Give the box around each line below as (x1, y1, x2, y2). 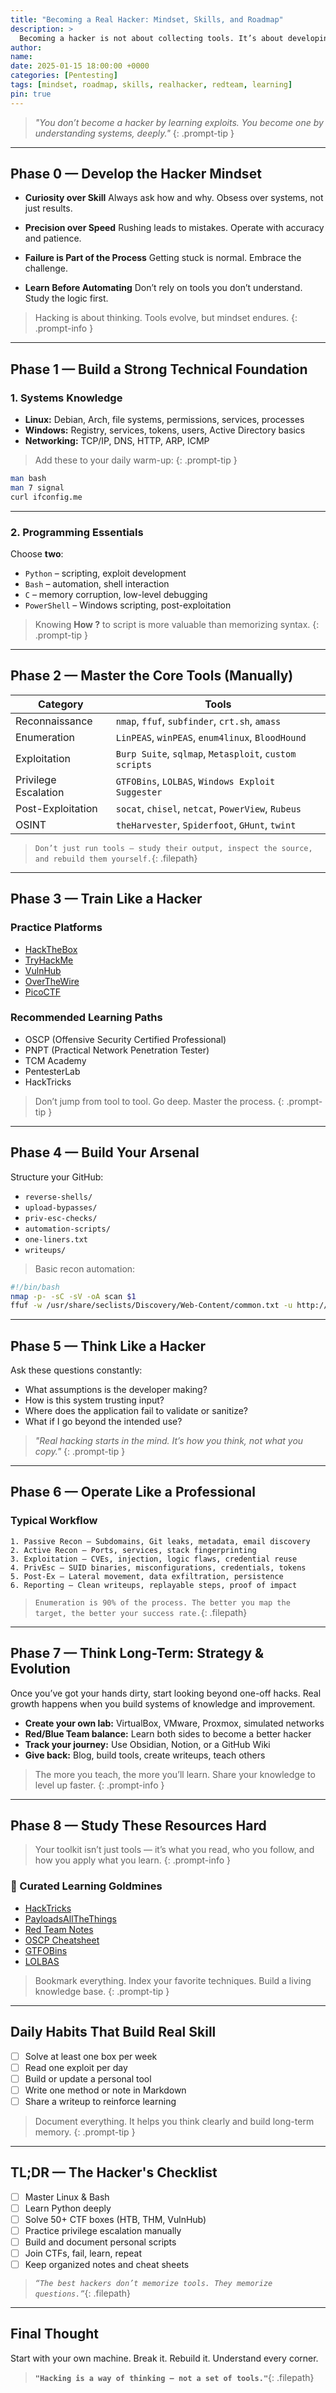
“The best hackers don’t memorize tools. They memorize (34, 2279, 273, 2289)
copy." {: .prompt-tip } (34, 1446, 126, 1458)
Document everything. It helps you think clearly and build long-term (34, 2115, 315, 2127)
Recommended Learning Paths (10, 1011, 163, 1025)
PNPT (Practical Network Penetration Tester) (24, 1044, 210, 1056)
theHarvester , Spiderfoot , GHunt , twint (115, 817, 297, 831)
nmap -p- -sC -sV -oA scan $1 (10, 1291, 137, 1301)
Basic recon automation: (34, 1262, 136, 1275)
